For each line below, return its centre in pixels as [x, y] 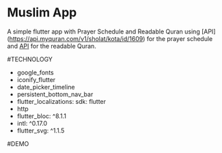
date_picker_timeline [46, 87]
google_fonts [35, 72]
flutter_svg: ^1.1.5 [41, 130]
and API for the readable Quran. [52, 46]
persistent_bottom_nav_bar [55, 94]
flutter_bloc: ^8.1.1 [42, 116]
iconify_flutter [36, 79]
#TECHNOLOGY [30, 59]
